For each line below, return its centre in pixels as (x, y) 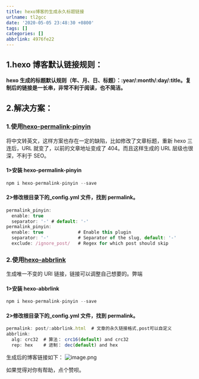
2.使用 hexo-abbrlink (36, 260)
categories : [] (25, 34)
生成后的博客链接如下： (35, 357)
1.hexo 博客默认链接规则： (54, 65)
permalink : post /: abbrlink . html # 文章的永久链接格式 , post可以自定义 (89, 329)
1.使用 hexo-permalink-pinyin (48, 127)
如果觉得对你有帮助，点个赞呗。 (45, 369)
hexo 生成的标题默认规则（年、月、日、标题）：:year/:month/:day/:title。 (96, 80)
